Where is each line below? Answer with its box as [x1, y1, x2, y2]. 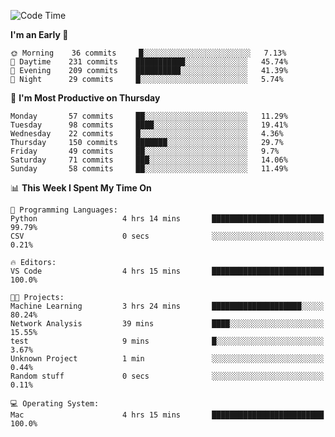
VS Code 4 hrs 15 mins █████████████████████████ [10, 266, 325, 276]
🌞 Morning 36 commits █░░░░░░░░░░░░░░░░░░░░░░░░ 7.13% [10, 48, 287, 58]
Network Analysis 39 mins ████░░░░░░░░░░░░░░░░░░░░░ [10, 319, 325, 329]
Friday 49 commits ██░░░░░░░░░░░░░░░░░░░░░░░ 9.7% [10, 146, 280, 156]
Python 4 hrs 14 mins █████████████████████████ [10, 214, 325, 224]
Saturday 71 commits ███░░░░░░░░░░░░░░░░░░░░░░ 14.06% [10, 155, 288, 165]
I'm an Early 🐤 [10, 29, 69, 40]
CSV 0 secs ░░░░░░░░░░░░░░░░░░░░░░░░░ [10, 231, 325, 241]
